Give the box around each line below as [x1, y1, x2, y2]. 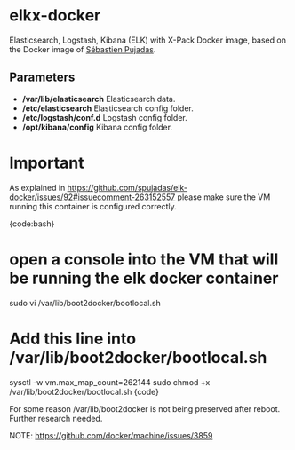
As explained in [9, 182, 66, 193]
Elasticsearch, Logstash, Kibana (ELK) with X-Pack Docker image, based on [9, 35, 287, 45]
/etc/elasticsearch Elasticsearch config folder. [21, 103, 194, 114]
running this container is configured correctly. [9, 201, 177, 211]
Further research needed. [9, 413, 103, 423]
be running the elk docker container [9, 268, 279, 288]
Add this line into [9, 328, 136, 349]
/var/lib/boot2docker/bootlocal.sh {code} [9, 386, 160, 397]
